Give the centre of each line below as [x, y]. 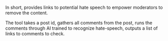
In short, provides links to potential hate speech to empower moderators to [84, 7]
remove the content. [27, 13]
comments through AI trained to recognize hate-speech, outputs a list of [81, 28]
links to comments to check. [35, 34]
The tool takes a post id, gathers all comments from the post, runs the [79, 23]
